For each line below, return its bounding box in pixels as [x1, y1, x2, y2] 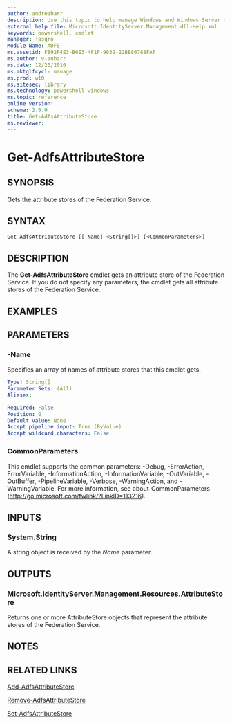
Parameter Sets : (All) [7, 386, 72, 392]
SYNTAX [7, 215, 46, 227]
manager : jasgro [7, 36, 54, 43]
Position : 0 [7, 410, 41, 417]
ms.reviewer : [7, 119, 45, 127]
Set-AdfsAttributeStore [7, 709, 72, 718]
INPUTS [7, 512, 41, 523]
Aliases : [7, 392, 32, 399]
